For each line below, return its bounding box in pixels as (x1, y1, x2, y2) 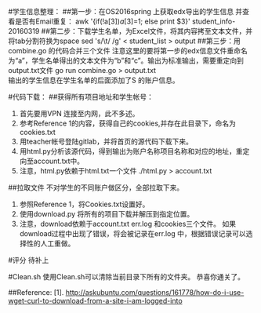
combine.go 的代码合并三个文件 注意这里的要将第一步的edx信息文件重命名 (8, 46, 248, 55)
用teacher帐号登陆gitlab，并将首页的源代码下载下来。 (19, 136, 194, 146)
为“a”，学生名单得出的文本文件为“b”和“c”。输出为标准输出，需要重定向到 (8, 56, 245, 65)
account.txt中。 (33, 156, 85, 166)
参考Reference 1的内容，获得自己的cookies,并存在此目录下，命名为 (19, 118, 237, 128)
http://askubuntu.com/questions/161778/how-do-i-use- (65, 288, 245, 297)
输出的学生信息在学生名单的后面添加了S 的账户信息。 (8, 75, 179, 85)
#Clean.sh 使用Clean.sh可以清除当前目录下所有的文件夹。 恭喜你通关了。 (8, 272, 245, 281)
